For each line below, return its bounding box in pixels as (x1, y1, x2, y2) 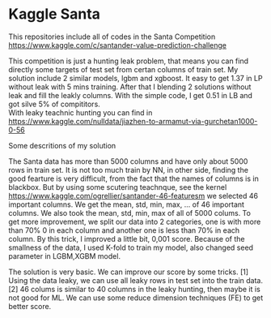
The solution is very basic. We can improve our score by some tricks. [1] (8, 267, 249, 277)
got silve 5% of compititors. (8, 99, 101, 109)
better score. (8, 301, 52, 311)
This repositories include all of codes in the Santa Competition (8, 32, 216, 41)
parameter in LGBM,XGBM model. (8, 251, 121, 260)
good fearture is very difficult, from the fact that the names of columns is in (8, 174, 259, 183)
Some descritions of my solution (8, 140, 116, 150)
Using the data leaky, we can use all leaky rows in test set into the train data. (8, 275, 264, 285)
